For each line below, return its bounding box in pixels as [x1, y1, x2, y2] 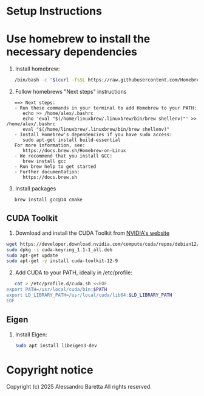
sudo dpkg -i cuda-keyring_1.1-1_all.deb [6, 246, 113, 253]
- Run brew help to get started [14, 164, 97, 170]
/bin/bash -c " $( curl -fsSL [14, 77, 86, 83]
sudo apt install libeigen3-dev [15, 342, 97, 349]
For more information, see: [14, 142, 86, 148]
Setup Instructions [6, 4, 102, 18]
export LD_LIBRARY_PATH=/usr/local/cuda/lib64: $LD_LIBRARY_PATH [6, 292, 172, 299]
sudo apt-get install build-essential [22, 137, 121, 143]
